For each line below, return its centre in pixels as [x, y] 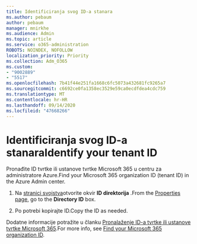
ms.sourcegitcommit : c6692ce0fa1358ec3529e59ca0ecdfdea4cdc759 [86, 89]
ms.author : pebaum [29, 17]
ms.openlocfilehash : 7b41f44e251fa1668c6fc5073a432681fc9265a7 [86, 84]
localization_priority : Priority [47, 56]
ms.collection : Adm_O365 [37, 61]
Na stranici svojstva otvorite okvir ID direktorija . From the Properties [98, 193]
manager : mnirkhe [28, 28]
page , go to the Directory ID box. [55, 200]
